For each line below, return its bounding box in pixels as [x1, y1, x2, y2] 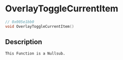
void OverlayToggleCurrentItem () [5, 24, 74, 29]
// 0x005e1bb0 [5, 19, 35, 24]
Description [5, 38, 42, 46]
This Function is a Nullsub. [5, 51, 65, 56]
